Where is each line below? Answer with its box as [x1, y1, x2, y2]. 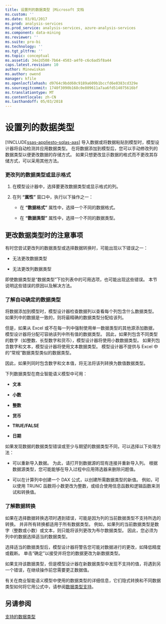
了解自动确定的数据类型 [5, 296, 61, 303]
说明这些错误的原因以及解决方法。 [5, 283, 75, 289]
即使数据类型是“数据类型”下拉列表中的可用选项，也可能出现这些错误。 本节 [5, 276, 158, 282]
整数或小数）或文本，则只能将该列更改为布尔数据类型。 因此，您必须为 [13, 527, 158, 533]
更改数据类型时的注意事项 [5, 231, 83, 239]
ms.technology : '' [5, 44, 43, 49]
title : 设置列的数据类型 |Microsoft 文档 [5, 7, 84, 12]
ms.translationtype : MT [5, 90, 54, 95]
